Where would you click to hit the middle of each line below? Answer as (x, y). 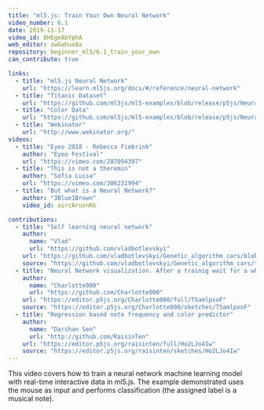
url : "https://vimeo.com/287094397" (82, 161)
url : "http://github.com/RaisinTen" (89, 336)
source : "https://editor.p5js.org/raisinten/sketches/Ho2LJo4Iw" (132, 351)
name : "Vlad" (50, 242)
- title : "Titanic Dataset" (61, 95)
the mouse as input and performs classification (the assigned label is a (123, 390)
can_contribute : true (44, 60)
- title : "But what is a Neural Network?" (86, 190)
